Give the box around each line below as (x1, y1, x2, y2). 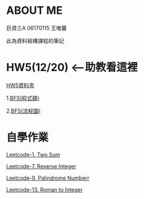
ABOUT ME (6, 4, 63, 17)
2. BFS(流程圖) (6, 107, 41, 115)
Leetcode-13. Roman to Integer (6, 186, 83, 193)
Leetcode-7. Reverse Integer (6, 162, 76, 169)
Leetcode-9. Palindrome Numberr (6, 174, 90, 182)
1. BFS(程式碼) (6, 94, 40, 101)
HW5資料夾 (6, 81, 35, 89)
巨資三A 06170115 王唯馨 (6, 24, 67, 31)
